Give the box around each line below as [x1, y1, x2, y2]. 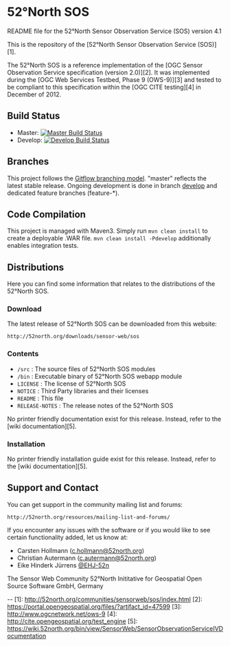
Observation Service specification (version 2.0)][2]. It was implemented [7, 68, 210, 76]
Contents [7, 349, 39, 359]
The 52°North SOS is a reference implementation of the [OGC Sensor [7, 61, 203, 69]
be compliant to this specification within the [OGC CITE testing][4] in [7, 83, 201, 91]
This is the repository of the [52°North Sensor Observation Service [7, 40, 196, 48]
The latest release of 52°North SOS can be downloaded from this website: [7, 320, 218, 328]
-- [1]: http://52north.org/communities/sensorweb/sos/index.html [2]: [7, 595, 203, 603]
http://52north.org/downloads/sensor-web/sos [7, 333, 139, 340]
